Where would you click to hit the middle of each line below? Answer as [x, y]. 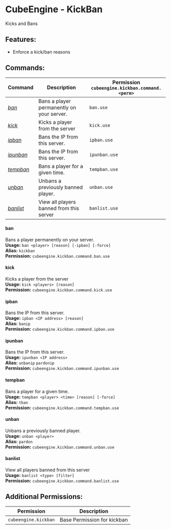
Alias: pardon [19, 441]
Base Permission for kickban [94, 520]
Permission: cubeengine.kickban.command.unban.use [60, 447]
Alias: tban [17, 402]
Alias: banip [18, 324]
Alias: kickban [20, 250]
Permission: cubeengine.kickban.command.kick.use [59, 290]
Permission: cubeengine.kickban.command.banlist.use [62, 481]
